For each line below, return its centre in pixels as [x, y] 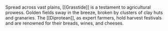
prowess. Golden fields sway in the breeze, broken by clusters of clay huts [84, 12]
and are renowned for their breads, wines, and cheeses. [65, 23]
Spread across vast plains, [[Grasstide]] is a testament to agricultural [78, 7]
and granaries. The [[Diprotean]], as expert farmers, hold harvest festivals [83, 18]
